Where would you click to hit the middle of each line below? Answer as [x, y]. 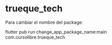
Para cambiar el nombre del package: [44, 22]
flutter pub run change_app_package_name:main [56, 32]
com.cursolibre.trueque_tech [35, 37]
